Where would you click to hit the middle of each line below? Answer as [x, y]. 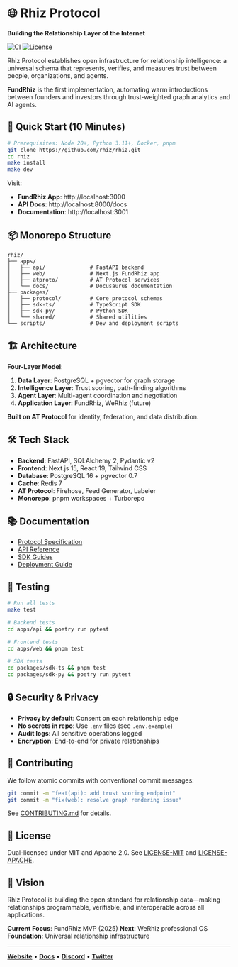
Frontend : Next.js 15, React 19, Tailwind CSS [82, 468]
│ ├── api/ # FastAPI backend [75, 267]
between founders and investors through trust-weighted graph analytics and [119, 96]
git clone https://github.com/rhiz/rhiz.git [74, 150]
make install [27, 163]
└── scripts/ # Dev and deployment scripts [93, 323]
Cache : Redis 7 [40, 483]
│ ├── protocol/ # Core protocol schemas [85, 298]
